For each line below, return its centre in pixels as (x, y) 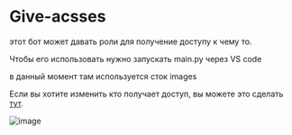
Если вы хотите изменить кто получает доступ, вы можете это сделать (146, 94)
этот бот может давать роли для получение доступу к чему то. (131, 41)
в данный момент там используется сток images (103, 76)
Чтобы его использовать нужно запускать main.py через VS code (136, 58)
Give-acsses (58, 17)
